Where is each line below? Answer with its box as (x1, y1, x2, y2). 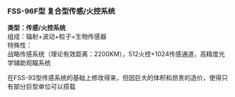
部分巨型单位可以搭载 (13, 82, 76, 91)
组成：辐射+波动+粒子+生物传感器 (7, 32, 107, 41)
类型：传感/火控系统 (7, 23, 66, 32)
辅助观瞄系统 (13, 58, 51, 67)
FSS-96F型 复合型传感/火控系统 (7, 6, 115, 15)
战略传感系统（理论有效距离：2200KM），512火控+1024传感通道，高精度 (7, 50, 219, 58)
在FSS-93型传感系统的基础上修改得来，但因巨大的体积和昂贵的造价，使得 (7, 74, 222, 82)
